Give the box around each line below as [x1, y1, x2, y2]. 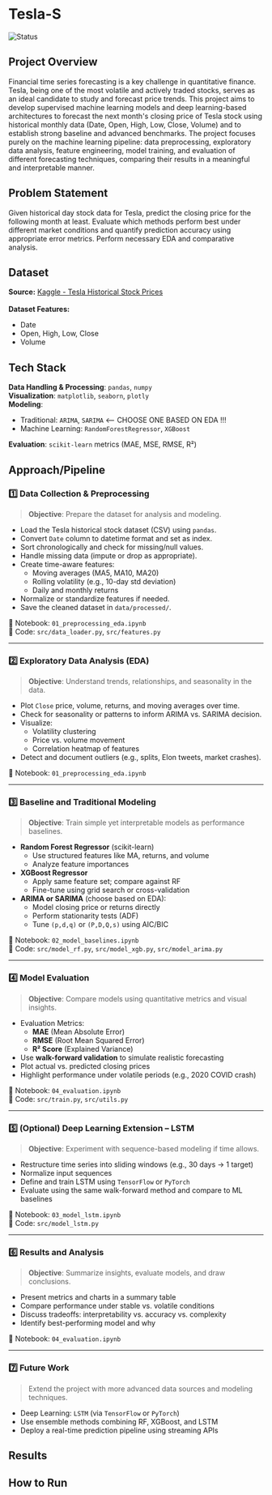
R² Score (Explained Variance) [32, 1044, 134, 1053]
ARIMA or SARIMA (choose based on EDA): [19, 894, 167, 903]
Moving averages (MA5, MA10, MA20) [32, 568, 159, 578]
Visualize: [19, 718, 53, 728]
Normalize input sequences [19, 1168, 113, 1178]
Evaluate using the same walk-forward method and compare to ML [19, 1185, 243, 1195]
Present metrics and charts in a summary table [19, 1292, 176, 1302]
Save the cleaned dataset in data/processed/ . [19, 602, 172, 612]
